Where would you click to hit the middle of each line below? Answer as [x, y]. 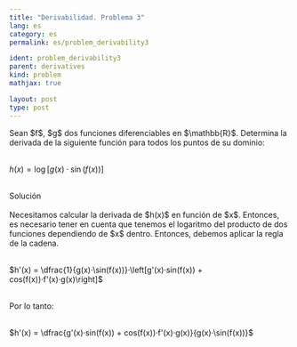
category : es [33, 34]
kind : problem [36, 75]
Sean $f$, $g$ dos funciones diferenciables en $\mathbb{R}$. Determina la [148, 133]
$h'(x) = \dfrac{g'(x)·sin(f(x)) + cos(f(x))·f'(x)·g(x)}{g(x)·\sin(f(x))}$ [132, 332]
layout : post [33, 99]
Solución [25, 196]
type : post [29, 108]
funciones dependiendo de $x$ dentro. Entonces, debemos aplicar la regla [146, 233]
